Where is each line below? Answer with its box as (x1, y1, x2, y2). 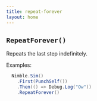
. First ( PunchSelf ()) (17, 79, 68, 84)
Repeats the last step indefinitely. (6, 50, 88, 57)
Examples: (6, 61, 32, 69)
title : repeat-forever (6, 8, 62, 15)
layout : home (6, 14, 39, 20)
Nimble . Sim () (11, 73, 44, 79)
